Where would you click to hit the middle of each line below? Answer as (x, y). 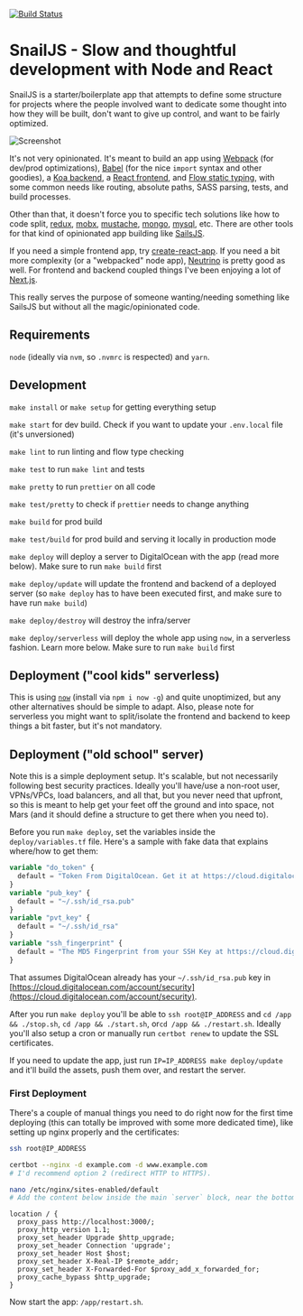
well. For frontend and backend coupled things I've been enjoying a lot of (145, 270)
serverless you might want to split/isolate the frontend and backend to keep (150, 717)
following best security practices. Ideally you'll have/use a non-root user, (145, 786)
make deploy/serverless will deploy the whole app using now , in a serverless (150, 637)
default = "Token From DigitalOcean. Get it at (109, 876)
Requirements (50, 335)
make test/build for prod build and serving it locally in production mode (143, 539)
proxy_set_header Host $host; (74, 1254)
